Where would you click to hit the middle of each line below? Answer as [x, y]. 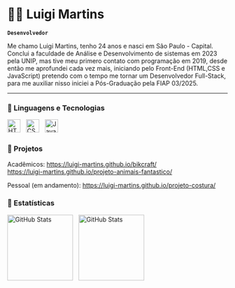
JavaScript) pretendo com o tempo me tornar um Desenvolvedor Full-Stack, [116, 76]
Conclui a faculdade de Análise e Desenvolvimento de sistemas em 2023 [112, 53]
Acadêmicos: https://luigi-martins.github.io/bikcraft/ [82, 164]
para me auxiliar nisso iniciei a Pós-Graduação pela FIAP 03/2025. [103, 83]
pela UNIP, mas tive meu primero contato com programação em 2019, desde [117, 61]
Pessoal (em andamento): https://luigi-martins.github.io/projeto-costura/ [112, 185]
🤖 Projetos [25, 149]
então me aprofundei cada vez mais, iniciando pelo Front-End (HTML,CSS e [116, 68]
